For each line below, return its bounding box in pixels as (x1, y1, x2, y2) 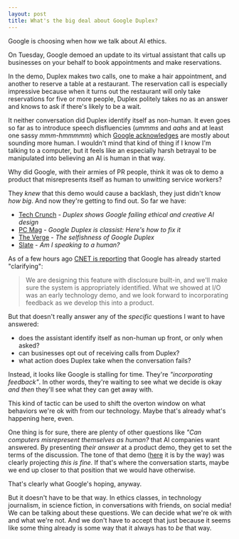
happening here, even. (8, 414, 74, 422)
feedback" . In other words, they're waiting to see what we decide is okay (8, 377, 223, 386)
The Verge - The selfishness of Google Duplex (18, 233, 155, 241)
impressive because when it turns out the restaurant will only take (8, 87, 201, 95)
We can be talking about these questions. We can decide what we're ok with (8, 508, 232, 517)
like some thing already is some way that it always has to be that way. (8, 523, 212, 532)
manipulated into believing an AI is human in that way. (8, 154, 166, 162)
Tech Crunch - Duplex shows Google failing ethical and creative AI (18, 210, 214, 219)
